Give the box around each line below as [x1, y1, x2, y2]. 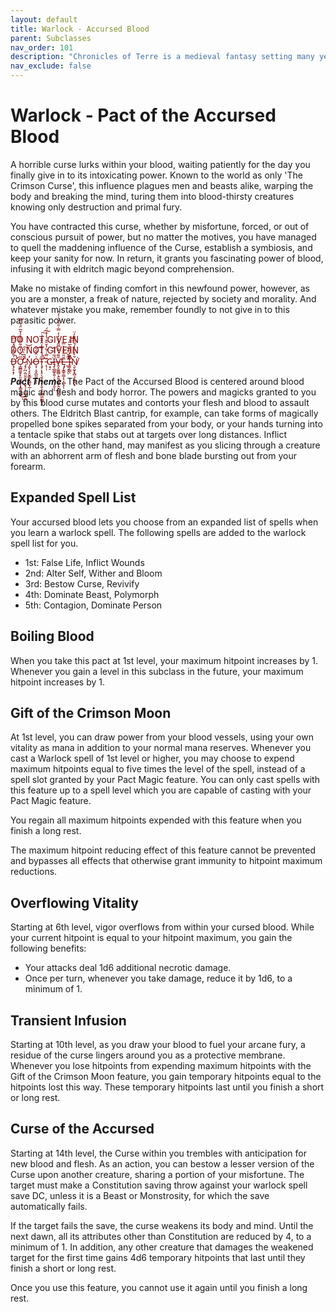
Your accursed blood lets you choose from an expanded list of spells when [10, 516, 319, 528]
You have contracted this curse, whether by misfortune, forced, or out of [10, 220, 310, 232]
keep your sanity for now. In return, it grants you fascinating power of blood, [10, 252, 324, 264]
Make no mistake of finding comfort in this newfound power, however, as [10, 282, 310, 294]
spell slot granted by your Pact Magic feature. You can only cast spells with [10, 774, 320, 786]
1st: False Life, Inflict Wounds [24, 556, 145, 568]
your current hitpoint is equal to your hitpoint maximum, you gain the [10, 932, 293, 944]
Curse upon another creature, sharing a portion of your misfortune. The [10, 1168, 305, 1180]
